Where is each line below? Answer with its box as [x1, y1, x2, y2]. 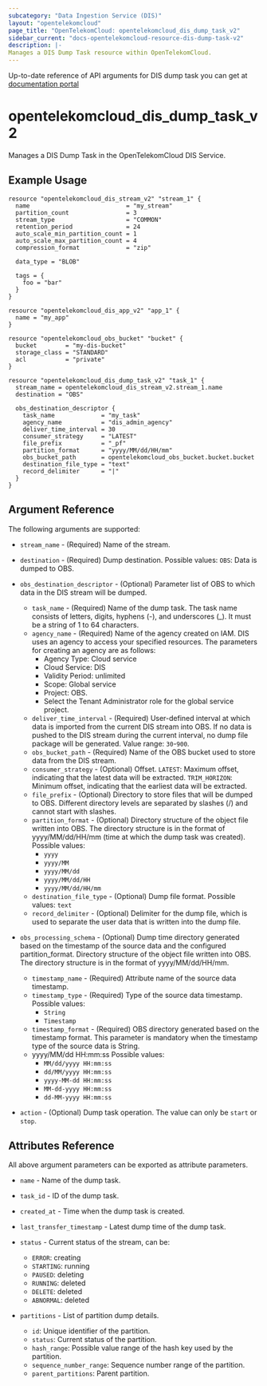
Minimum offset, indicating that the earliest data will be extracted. [31, 781, 247, 790]
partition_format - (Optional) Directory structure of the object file [31, 815, 249, 825]
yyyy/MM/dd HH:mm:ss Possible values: [31, 1049, 165, 1059]
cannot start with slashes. [31, 806, 117, 816]
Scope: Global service [43, 679, 117, 689]
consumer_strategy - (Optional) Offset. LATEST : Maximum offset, [31, 764, 239, 774]
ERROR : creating [31, 1253, 81, 1262]
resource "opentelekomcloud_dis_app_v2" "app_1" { [8, 307, 180, 315]
